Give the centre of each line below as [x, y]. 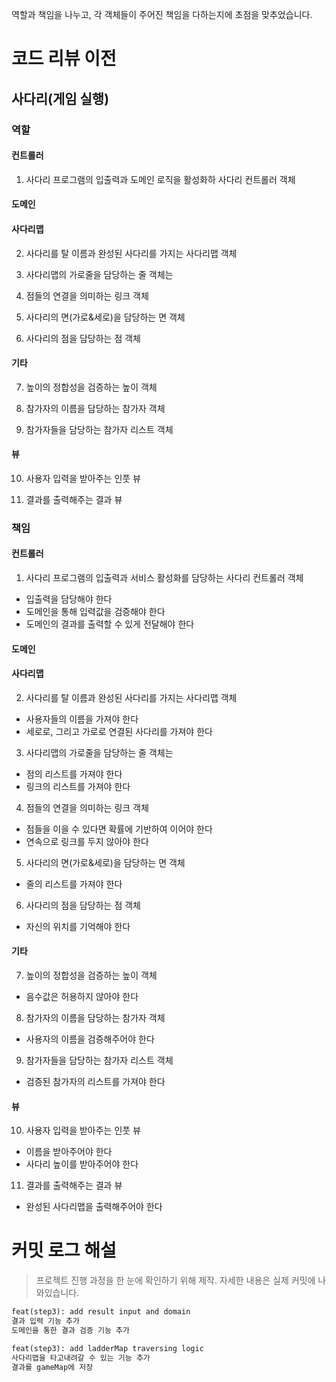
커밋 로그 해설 [64, 1250]
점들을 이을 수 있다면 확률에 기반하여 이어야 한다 [119, 829]
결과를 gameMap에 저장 [52, 1367]
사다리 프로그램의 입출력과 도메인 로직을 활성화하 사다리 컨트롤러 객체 [160, 179]
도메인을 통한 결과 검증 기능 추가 [70, 1330]
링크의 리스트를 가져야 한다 [78, 786]
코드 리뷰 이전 [64, 59]
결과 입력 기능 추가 [45, 1321]
